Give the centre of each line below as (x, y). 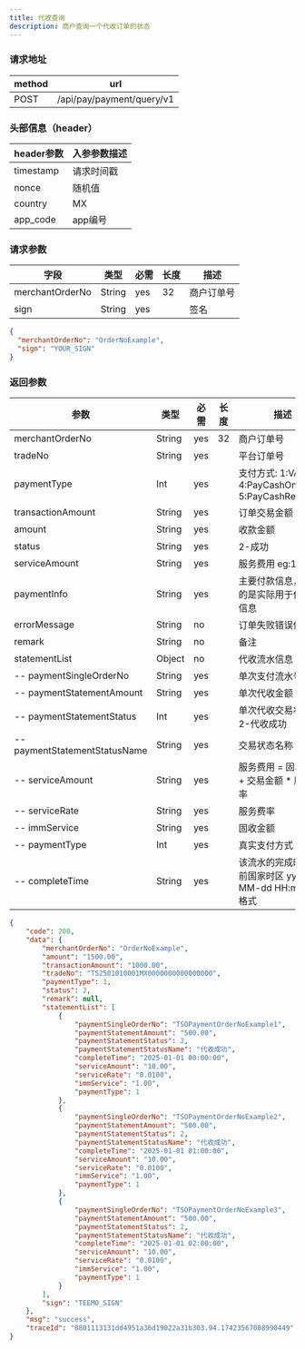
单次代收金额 (266, 694)
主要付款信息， (270, 581)
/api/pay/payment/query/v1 (116, 99)
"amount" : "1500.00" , (83, 957)
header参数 (39, 153)
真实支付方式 (266, 845)
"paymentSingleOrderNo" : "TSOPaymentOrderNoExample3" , (180, 1210)
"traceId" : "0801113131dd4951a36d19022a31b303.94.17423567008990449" (160, 1328)
